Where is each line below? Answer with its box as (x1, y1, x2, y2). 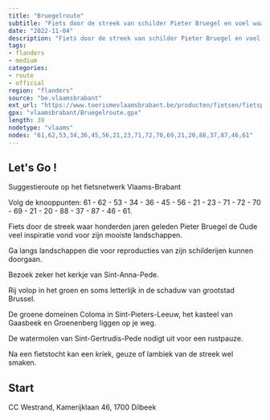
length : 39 (8, 116, 45, 124)
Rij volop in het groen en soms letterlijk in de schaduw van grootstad (8, 286, 235, 296)
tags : (8, 42, 27, 50)
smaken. (8, 358, 37, 368)
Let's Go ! (8, 161, 58, 175)
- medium (8, 57, 38, 65)
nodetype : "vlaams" (8, 124, 74, 132)
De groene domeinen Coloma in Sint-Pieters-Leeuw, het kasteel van (8, 310, 233, 320)
